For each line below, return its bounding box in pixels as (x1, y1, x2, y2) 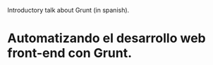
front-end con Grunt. (7, 45, 133, 62)
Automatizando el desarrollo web (7, 31, 206, 46)
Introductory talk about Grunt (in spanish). (7, 6, 130, 14)
